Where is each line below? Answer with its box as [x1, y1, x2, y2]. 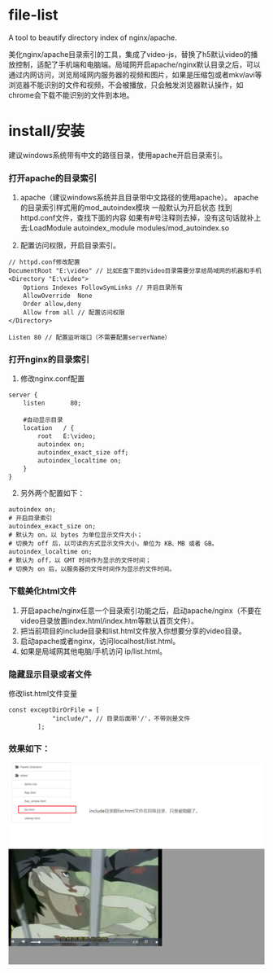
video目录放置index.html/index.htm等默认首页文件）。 [19, 616, 199, 625]
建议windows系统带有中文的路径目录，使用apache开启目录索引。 [8, 150, 227, 160]
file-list [8, 6, 58, 24]
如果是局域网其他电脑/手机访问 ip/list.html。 [19, 646, 167, 656]
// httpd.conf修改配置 [8, 258, 80, 266]
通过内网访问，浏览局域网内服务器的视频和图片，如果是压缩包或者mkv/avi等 [8, 69, 262, 79]
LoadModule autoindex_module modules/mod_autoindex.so [29, 223, 230, 233]
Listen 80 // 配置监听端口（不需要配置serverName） [8, 334, 171, 342]
